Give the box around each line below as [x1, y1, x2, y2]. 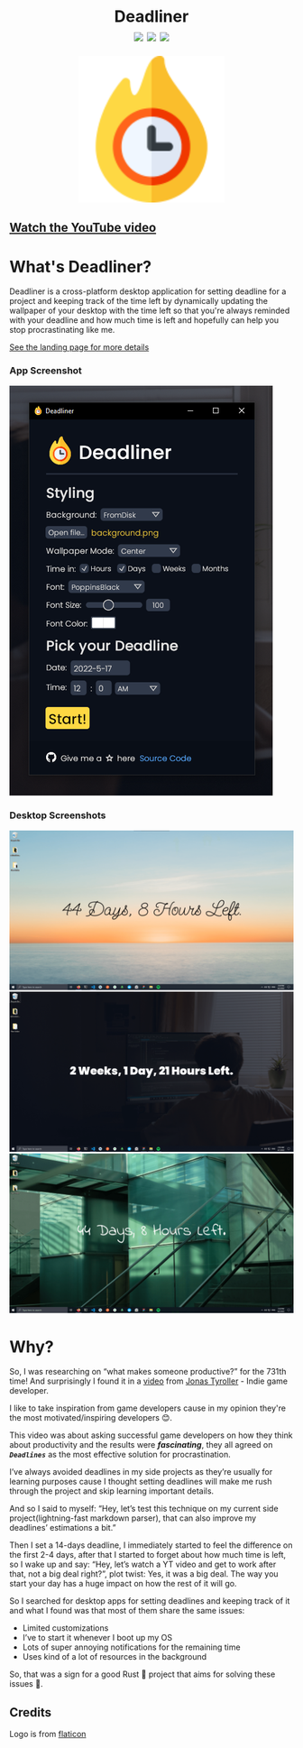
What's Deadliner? [9, 256, 152, 277]
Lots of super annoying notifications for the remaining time [22, 1642, 241, 1652]
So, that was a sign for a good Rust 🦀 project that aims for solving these [9, 1669, 276, 1679]
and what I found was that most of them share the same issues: [9, 1605, 245, 1616]
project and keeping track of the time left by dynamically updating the [9, 296, 269, 307]
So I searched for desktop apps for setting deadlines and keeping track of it [9, 1596, 290, 1606]
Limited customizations [22, 1623, 109, 1633]
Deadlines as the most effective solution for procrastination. [9, 1449, 232, 1460]
